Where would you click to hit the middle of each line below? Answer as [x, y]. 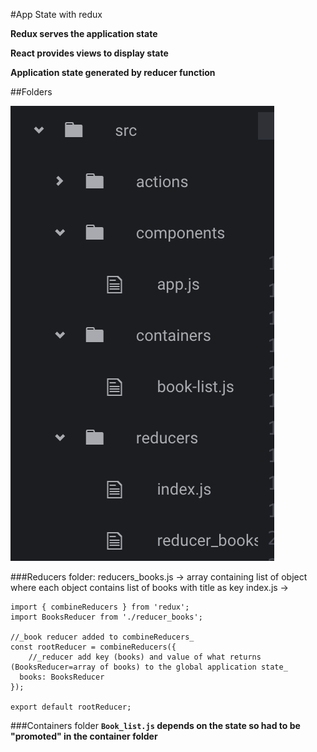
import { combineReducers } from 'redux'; [100, 607]
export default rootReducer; [71, 707]
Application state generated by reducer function [113, 72]
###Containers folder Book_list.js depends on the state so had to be [155, 725]
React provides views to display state [89, 53]
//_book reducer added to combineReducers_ [102, 637]
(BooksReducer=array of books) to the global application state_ [149, 667]
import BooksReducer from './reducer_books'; [106, 617]
